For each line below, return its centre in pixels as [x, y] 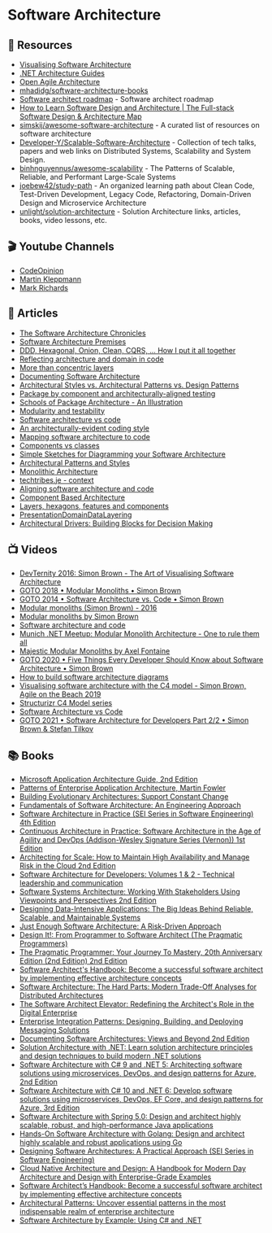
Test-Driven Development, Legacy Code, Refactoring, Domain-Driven [135, 194]
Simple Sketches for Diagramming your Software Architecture [123, 454]
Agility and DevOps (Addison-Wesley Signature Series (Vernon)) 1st [132, 840]
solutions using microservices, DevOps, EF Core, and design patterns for [141, 1100]
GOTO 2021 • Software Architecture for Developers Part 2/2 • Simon [134, 720]
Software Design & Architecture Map [80, 116]
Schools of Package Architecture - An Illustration [101, 402]
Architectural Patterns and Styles [75, 462]
